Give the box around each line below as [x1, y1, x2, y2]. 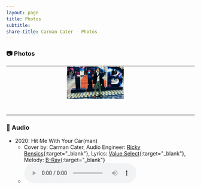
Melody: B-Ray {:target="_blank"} [23, 156, 106, 163]
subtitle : [6, 22, 31, 28]
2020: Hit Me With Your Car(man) [14, 137, 98, 144]
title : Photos [6, 16, 42, 22]
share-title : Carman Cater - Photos [6, 29, 98, 35]
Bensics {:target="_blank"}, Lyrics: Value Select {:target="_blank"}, [23, 150, 186, 157]
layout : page [6, 10, 39, 16]
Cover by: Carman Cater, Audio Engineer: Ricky [23, 144, 141, 151]
